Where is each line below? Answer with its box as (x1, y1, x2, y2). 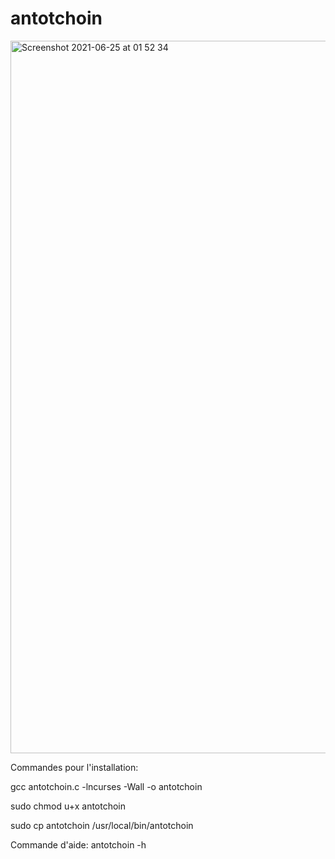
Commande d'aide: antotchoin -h (10, 838, 147, 851)
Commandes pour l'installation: (10, 761, 139, 773)
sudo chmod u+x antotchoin (10, 800, 127, 812)
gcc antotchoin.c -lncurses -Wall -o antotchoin (10, 780, 203, 792)
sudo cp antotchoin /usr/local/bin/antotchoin (10, 819, 194, 831)
